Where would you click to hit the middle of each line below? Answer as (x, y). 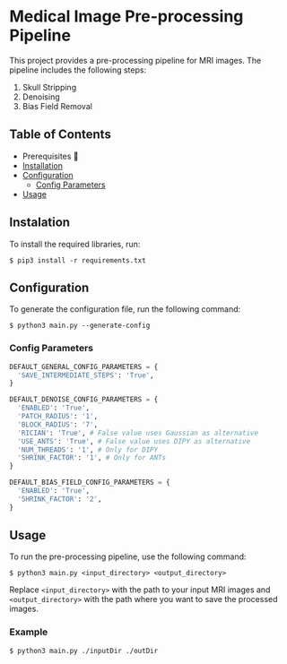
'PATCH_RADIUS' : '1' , (58, 417)
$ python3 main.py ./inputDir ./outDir (84, 651)
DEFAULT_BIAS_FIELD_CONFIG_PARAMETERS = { (90, 483)
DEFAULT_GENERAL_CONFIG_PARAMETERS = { (84, 366)
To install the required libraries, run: (75, 244)
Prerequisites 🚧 (50, 156)
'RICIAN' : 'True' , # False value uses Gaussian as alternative (138, 433)
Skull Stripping (49, 87)
